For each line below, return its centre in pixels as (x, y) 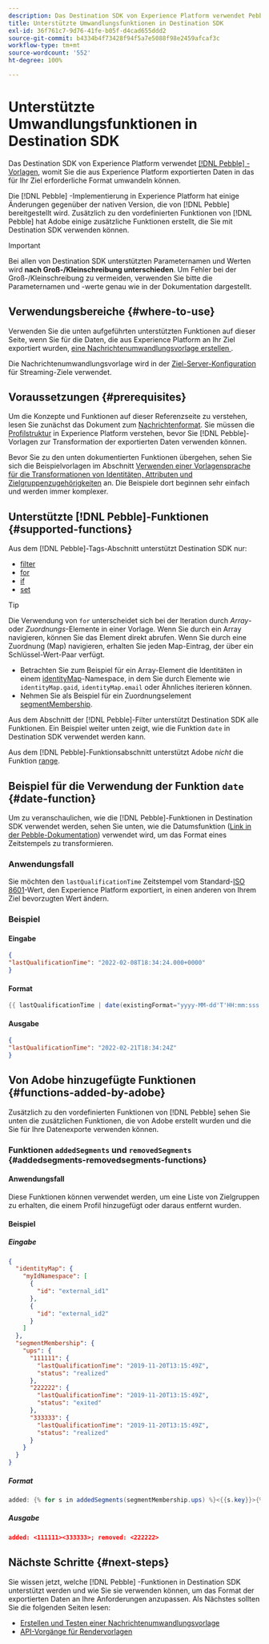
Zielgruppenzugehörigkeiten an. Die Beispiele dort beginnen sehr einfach (129, 483)
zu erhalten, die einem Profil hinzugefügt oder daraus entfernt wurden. (125, 1205)
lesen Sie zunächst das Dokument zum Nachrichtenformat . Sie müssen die (132, 425)
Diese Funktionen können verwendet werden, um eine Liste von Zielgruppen (134, 1197)
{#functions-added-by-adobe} (87, 1093)
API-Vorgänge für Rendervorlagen (76, 1631)
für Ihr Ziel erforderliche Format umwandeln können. (95, 180)
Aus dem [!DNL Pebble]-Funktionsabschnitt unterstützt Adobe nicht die (126, 752)
